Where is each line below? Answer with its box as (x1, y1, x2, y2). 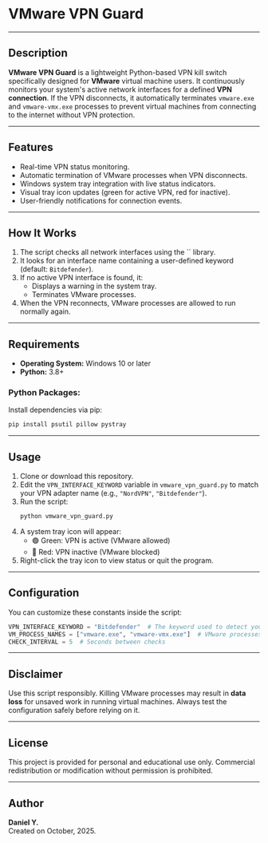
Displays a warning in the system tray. (31, 281, 157, 291)
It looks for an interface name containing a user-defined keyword (19, 256, 234, 266)
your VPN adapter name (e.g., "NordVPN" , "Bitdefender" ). (19, 489, 207, 498)
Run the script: (19, 497, 69, 507)
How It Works (8, 226, 77, 239)
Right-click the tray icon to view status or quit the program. (19, 556, 214, 565)
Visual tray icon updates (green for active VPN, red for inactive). (19, 187, 231, 196)
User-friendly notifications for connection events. (19, 196, 183, 205)
